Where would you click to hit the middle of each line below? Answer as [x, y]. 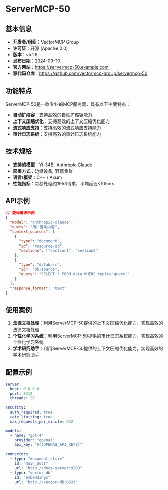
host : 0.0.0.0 [24, 389]
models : [13, 431]
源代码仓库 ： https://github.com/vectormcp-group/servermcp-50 [80, 73]
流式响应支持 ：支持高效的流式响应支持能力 [57, 128]
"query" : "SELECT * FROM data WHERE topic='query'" [74, 274]
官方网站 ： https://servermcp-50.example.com [61, 67]
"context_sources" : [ [33, 232]
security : [16, 407]
